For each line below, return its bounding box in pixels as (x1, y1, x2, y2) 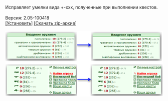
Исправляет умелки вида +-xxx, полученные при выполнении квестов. (5, 4, 158, 10)
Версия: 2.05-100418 (5, 15, 50, 20)
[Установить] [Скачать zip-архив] (5, 20, 77, 26)
